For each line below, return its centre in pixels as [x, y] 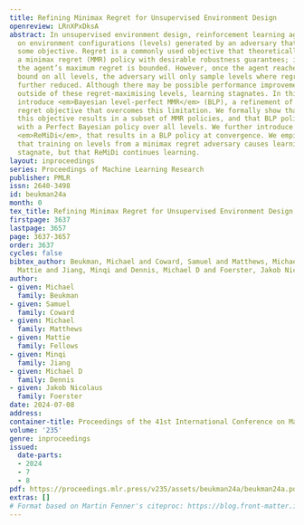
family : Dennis [46, 380]
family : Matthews [50, 329]
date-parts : [40, 455]
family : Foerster [50, 396]
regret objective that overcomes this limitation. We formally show [149, 110]
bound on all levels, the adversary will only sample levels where [147, 77]
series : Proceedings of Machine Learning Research [107, 169]
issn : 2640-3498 [40, 186]
